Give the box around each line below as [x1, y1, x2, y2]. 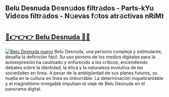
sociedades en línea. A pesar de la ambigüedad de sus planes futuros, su [5, 70, 158, 76]
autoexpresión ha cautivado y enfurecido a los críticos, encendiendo [5, 59, 148, 65]
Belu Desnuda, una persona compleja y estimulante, [54, 49, 162, 54]
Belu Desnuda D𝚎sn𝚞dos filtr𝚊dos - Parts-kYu [5, 4, 154, 13]
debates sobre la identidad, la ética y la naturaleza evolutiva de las [5, 65, 143, 70]
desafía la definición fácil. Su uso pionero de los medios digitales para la [5, 54, 155, 60]
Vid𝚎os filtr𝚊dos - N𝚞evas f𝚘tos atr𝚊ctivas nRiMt [5, 12, 164, 21]
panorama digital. [5, 86, 42, 92]
